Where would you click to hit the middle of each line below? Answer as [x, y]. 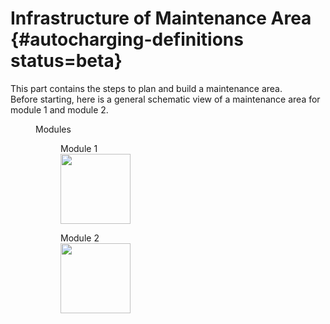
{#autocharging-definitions [127, 39]
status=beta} [66, 61]
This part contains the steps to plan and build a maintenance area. [146, 88]
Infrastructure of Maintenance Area [161, 18]
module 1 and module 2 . [59, 109]
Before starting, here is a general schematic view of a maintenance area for [165, 99]
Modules [53, 129]
